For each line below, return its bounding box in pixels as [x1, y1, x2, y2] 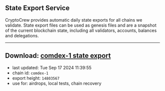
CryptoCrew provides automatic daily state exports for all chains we [5, 17, 142, 23]
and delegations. [5, 32, 39, 38]
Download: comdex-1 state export [5, 52, 111, 60]
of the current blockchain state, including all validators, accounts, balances [5, 27, 157, 33]
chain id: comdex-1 [12, 70, 49, 76]
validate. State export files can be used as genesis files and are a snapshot [5, 22, 157, 28]
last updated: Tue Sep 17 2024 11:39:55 [12, 64, 92, 70]
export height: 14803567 [12, 75, 60, 81]
